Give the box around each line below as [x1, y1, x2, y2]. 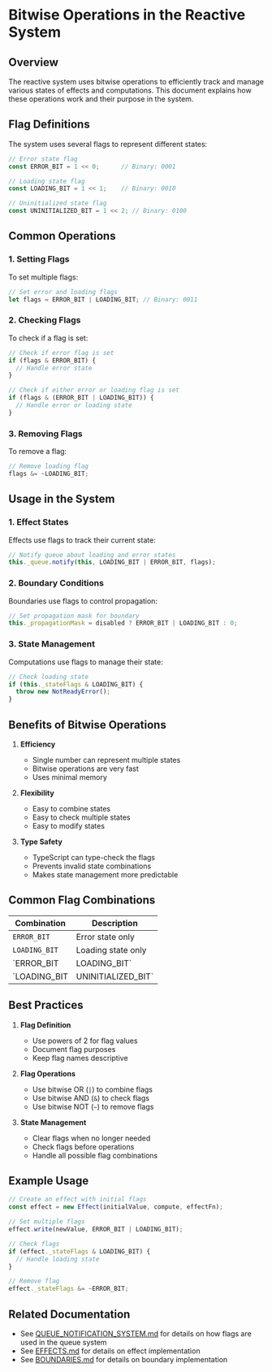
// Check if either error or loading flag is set [8, 386, 180, 395]
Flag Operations [19, 1068, 76, 1078]
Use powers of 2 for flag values [32, 1036, 138, 1045]
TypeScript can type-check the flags [32, 852, 156, 862]
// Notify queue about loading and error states [8, 551, 176, 559]
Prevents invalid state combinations [32, 861, 152, 871]
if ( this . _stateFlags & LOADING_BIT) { [8, 680, 144, 688]
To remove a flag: [8, 447, 67, 457]
